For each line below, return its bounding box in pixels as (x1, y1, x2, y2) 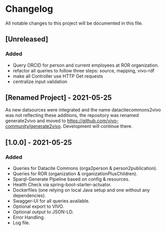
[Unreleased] (5, 35, 49, 44)
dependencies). (12, 192, 46, 199)
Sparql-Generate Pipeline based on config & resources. (12, 176, 130, 182)
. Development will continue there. (60, 123, 133, 129)
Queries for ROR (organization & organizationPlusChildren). (12, 170, 138, 177)
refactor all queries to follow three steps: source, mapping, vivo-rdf (12, 67, 155, 73)
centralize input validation (12, 78, 68, 85)
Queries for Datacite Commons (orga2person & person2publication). (12, 165, 158, 171)
